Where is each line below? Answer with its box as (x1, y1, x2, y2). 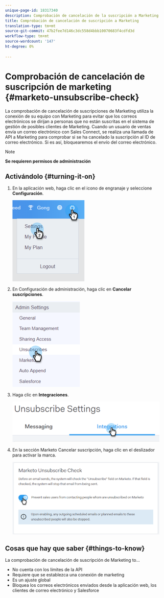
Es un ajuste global (12, 577, 50, 583)
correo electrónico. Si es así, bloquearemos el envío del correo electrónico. (5, 139, 157, 145)
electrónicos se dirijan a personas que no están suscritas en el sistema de (5, 118, 154, 124)
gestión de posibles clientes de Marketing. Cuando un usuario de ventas (5, 123, 151, 129)
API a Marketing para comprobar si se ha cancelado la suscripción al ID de (5, 134, 156, 140)
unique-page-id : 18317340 (5, 8, 58, 13)
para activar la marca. (12, 452, 56, 458)
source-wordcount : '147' (5, 39, 56, 44)
